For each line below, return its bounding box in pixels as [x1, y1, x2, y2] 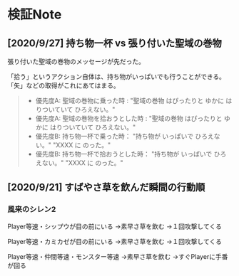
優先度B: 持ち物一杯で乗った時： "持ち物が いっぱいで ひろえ [35, 132, 214, 140]
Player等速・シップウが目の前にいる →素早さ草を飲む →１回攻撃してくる [7, 222, 223, 230]
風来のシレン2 [7, 204, 56, 214]
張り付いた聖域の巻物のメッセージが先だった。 [7, 58, 145, 65]
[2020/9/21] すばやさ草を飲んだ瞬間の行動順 [7, 181, 205, 193]
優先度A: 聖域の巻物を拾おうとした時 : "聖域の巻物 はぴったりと [35, 115, 223, 122]
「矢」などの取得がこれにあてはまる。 [7, 81, 120, 90]
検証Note [7, 6, 62, 23]
